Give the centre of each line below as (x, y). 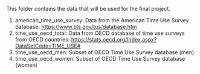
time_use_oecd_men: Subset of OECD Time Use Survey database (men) (105, 52)
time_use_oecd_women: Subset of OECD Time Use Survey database (100, 59)
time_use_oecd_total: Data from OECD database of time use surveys (100, 33)
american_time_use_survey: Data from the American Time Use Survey (102, 20)
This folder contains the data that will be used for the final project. (88, 9)
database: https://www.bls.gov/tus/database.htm (76, 27)
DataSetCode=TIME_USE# (48, 46)
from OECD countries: (42, 39)
